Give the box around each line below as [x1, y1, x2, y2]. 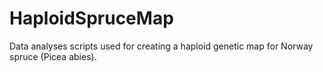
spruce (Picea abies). [9, 50, 97, 62]
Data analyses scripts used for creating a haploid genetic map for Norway [9, 40, 314, 52]
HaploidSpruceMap [9, 7, 174, 30]
